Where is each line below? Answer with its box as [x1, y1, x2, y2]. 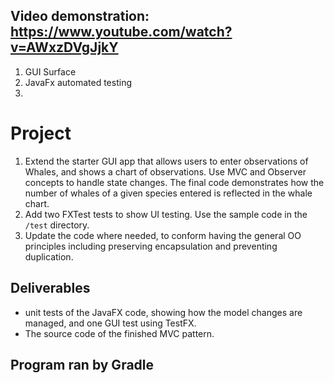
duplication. [24, 250, 74, 263]
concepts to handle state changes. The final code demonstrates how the [24, 176, 325, 188]
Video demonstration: [10, 8, 150, 25]
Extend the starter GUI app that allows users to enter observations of [24, 155, 309, 167]
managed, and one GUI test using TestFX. [24, 317, 197, 329]
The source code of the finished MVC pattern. [24, 327, 215, 339]
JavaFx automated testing [24, 76, 132, 88]
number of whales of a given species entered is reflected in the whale [24, 187, 313, 199]
